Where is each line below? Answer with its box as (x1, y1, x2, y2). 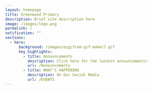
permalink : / (5, 26, 32, 31)
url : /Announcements (27, 63, 70, 68)
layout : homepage (5, 7, 41, 12)
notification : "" (5, 30, 41, 35)
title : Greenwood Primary (5, 12, 59, 17)
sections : (5, 35, 26, 40)
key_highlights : (18, 49, 52, 54)
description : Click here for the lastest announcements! (27, 58, 149, 63)
